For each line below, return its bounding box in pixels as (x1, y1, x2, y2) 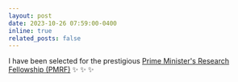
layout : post (8, 11, 52, 20)
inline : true (8, 27, 52, 35)
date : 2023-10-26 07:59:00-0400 (8, 19, 117, 27)
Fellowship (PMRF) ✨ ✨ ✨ (8, 65, 94, 75)
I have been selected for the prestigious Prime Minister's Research (8, 56, 230, 66)
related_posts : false (8, 34, 81, 43)
